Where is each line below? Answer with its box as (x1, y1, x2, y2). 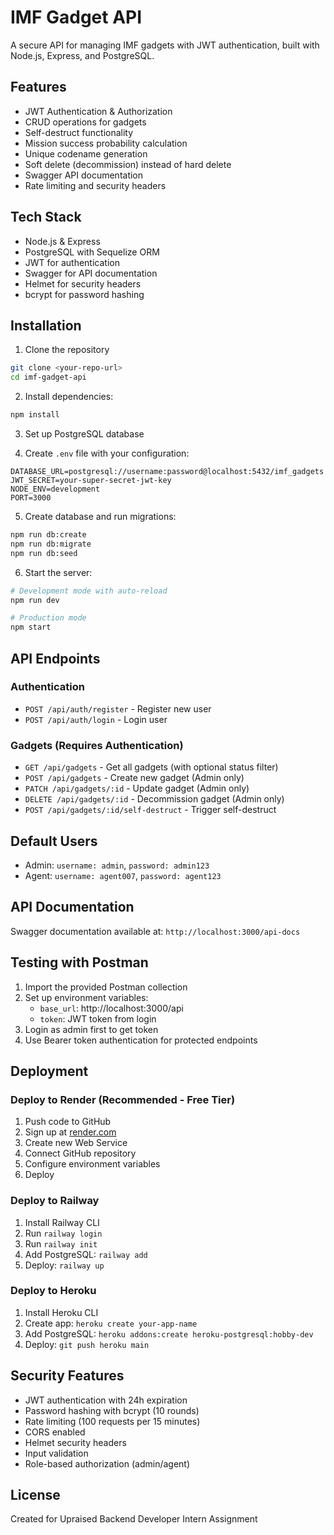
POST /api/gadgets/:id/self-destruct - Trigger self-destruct (24, 804, 277, 816)
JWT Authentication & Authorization (24, 105, 173, 117)
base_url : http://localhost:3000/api (39, 1002, 184, 1014)
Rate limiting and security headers (24, 179, 167, 191)
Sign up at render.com (24, 1126, 117, 1138)
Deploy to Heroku (10, 1284, 97, 1298)
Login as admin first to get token (24, 1023, 159, 1035)
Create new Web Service (24, 1137, 128, 1149)
